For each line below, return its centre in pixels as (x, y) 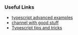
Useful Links (19, 7)
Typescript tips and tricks (37, 28)
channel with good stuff (35, 23)
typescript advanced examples (42, 18)
